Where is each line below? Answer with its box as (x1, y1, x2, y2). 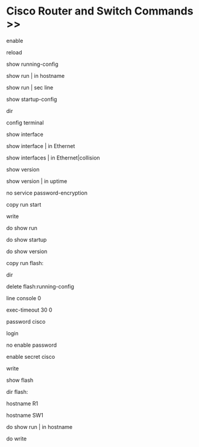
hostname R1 (6, 400, 38, 407)
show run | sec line (6, 83, 54, 91)
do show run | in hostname (6, 423, 73, 430)
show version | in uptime (6, 177, 68, 185)
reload (6, 48, 22, 56)
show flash (6, 376, 34, 384)
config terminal (6, 119, 44, 126)
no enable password (6, 341, 57, 349)
